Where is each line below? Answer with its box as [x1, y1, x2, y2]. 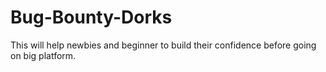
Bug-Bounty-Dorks [10, 6, 173, 29]
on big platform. [10, 49, 77, 61]
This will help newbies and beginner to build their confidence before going [10, 39, 317, 51]
